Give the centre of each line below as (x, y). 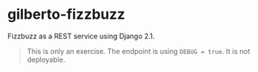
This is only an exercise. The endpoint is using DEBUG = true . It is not (138, 51)
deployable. (46, 59)
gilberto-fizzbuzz (66, 14)
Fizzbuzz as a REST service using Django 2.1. (81, 36)
